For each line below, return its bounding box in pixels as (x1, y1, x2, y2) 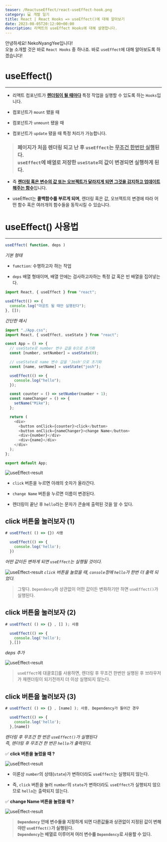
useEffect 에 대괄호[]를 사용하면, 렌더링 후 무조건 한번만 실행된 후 (17, 670, 144, 676)
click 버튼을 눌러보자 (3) (5, 692, 76, 701)
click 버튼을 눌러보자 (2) (5, 608, 76, 617)
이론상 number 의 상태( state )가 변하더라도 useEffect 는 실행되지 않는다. (12, 771, 149, 777)
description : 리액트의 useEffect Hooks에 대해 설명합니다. (5, 26, 118, 31)
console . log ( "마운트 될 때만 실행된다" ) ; (9, 303, 86, 308)
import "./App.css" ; (5, 327, 48, 332)
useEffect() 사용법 (5, 221, 79, 233)
